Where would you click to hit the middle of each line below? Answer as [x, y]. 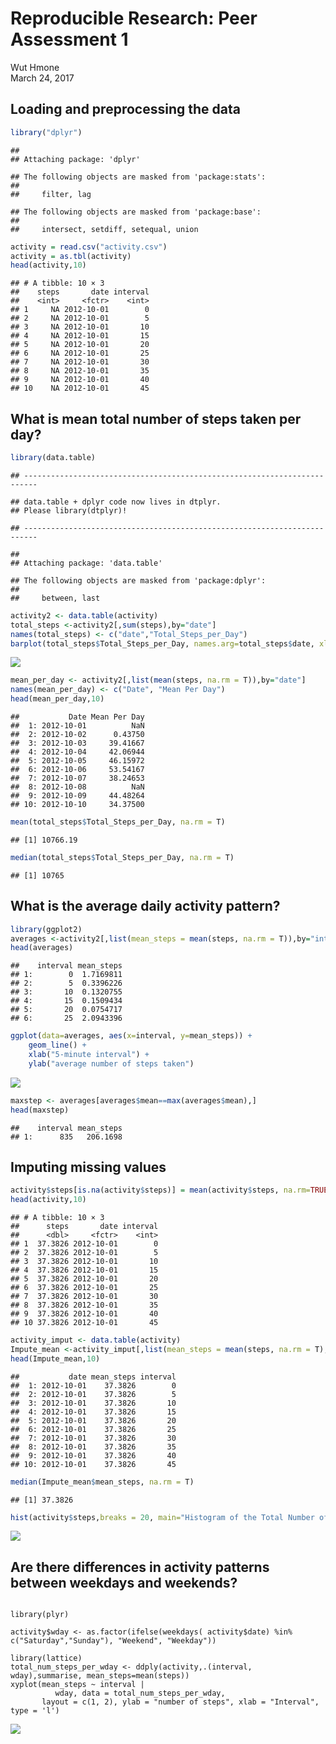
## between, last [55, 598]
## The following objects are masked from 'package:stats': [138, 177]
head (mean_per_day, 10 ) [57, 699]
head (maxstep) [40, 1110]
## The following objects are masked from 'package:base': [136, 212]
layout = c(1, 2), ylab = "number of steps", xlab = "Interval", [180, 1702]
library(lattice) [46, 1658]
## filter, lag [51, 194]
